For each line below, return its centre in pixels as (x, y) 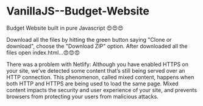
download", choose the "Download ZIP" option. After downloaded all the (97, 46)
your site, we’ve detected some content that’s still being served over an (96, 70)
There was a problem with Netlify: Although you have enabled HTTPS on (98, 64)
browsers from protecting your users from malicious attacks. (82, 96)
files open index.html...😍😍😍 (43, 52)
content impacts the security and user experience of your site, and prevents (101, 90)
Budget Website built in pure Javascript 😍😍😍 (65, 28)
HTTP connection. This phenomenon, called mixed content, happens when (100, 77)
